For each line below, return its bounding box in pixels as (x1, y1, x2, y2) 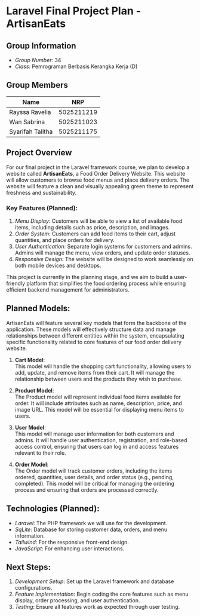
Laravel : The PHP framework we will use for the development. (14, 519, 168, 526)
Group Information (6, 41, 76, 51)
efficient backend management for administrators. (6, 286, 130, 293)
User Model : (14, 424, 46, 431)
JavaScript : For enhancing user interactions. (14, 545, 125, 552)
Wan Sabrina (9, 118, 45, 126)
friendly (6, 280, 26, 287)
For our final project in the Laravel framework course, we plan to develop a (6, 163, 190, 171)
